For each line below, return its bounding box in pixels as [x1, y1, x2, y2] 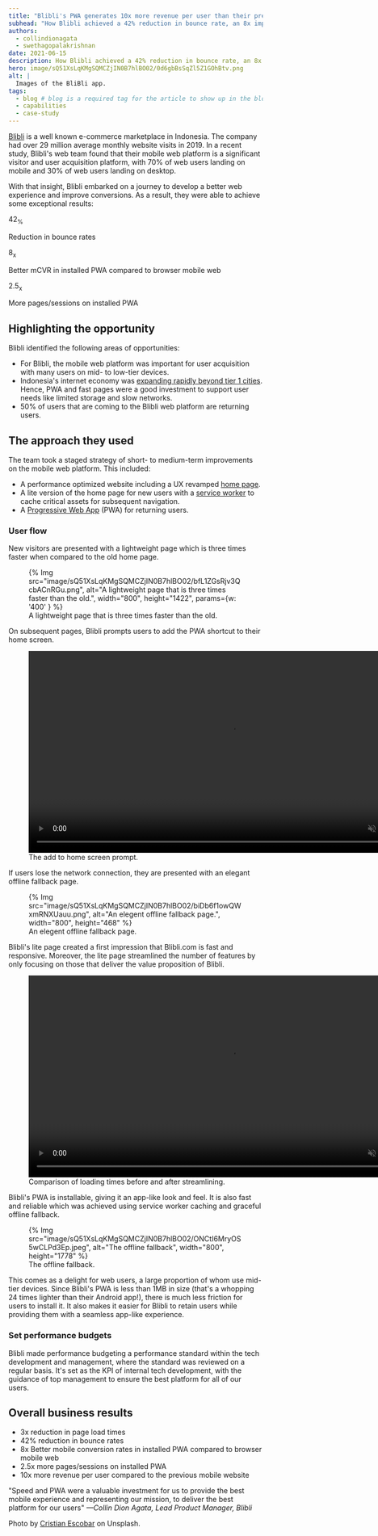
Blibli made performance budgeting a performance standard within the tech [8, 1348, 260, 1358]
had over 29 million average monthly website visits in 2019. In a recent [8, 141, 242, 149]
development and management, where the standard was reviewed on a [8, 1357, 245, 1366]
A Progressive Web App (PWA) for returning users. [19, 506, 189, 515]
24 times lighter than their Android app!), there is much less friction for [8, 1293, 243, 1303]
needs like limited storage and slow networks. [19, 393, 173, 403]
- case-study [15, 110, 60, 118]
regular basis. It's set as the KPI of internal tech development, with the [8, 1366, 242, 1375]
